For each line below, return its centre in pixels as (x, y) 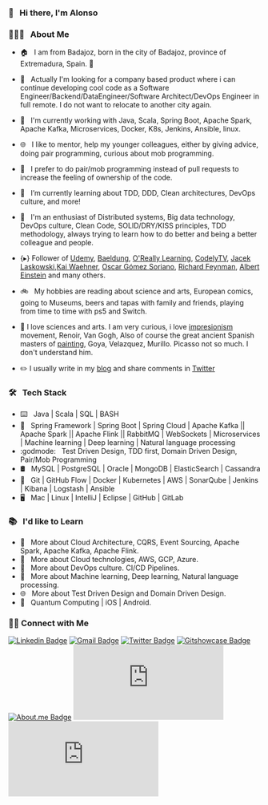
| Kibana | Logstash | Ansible (67, 488)
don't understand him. (56, 353)
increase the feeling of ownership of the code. (96, 178)
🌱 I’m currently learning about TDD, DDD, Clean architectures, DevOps (138, 193)
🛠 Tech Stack (38, 393)
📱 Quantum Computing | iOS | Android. (86, 602)
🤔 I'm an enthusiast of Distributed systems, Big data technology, (127, 217)
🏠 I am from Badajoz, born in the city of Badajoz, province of (123, 52)
